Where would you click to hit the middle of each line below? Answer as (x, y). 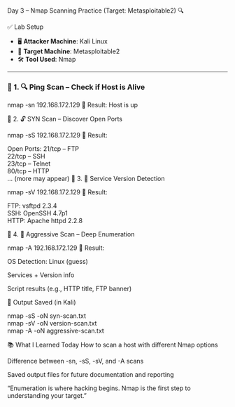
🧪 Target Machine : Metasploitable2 (69, 51)
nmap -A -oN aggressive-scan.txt (56, 331)
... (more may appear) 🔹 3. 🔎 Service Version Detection (86, 179)
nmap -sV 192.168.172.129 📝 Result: (57, 192)
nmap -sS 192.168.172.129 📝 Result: (57, 135)
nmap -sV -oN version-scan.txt (52, 323)
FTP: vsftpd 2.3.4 (32, 206)
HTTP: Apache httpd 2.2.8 (45, 221)
